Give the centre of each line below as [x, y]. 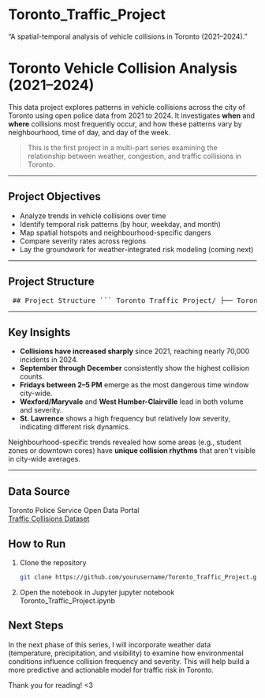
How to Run [37, 543]
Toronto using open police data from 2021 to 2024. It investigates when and [131, 115]
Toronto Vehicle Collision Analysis [123, 68]
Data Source [39, 491]
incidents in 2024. [49, 360]
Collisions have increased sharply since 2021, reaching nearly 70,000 [134, 351]
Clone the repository [53, 562]
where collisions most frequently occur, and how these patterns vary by [125, 123]
